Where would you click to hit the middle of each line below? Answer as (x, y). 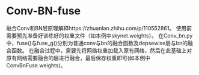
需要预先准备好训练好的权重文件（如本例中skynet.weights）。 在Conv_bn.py (99, 35)
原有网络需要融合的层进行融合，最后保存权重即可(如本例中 (78, 58)
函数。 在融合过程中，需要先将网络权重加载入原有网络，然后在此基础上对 (102, 50)
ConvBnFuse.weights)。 (36, 65)
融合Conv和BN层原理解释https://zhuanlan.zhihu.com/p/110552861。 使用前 (99, 28)
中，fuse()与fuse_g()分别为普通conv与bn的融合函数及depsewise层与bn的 (97, 43)
